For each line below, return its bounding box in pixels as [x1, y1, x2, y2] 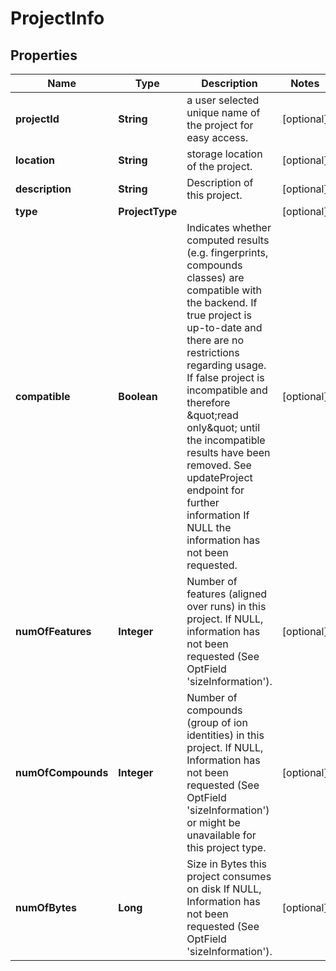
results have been [186, 446, 271, 459]
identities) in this [186, 728, 265, 742]
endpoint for [186, 483, 245, 497]
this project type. [186, 841, 267, 854]
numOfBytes [15, 901, 77, 914]
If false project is [186, 371, 265, 384]
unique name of [186, 106, 261, 119]
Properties [10, 47, 78, 64]
